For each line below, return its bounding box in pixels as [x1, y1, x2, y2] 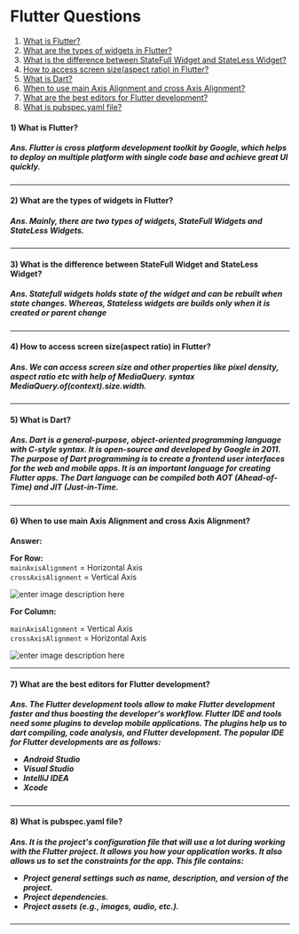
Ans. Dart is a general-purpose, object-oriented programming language [10, 435, 282, 445]
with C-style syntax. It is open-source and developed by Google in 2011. [10, 444, 281, 455]
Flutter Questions [10, 6, 141, 27]
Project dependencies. [22, 891, 109, 902]
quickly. [10, 162, 41, 172]
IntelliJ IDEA [22, 773, 69, 784]
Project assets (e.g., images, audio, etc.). [22, 900, 180, 912]
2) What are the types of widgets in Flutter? [10, 196, 174, 206]
